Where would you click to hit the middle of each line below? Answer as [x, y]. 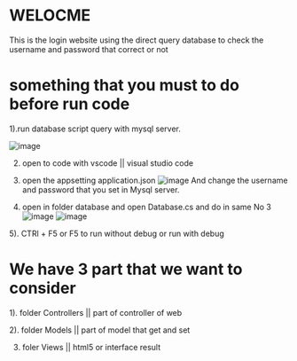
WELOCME [50, 16]
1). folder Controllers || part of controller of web [96, 312]
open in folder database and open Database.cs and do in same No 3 [147, 207]
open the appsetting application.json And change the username [155, 180]
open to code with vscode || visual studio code [107, 163]
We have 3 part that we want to [126, 269]
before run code [70, 104]
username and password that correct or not [89, 49]
